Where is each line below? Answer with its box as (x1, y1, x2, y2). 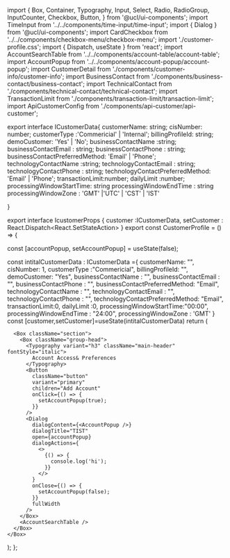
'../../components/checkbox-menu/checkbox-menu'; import (7, 35, 177, 44)
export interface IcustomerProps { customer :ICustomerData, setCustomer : (7, 216, 224, 224)
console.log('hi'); (51, 458, 108, 465)
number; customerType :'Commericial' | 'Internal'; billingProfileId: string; (7, 130, 214, 138)
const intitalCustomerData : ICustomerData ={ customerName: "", (7, 258, 195, 266)
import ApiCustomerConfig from (7, 102, 99, 110)
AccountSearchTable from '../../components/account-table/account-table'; (7, 50, 220, 58)
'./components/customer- (112, 65, 186, 73)
